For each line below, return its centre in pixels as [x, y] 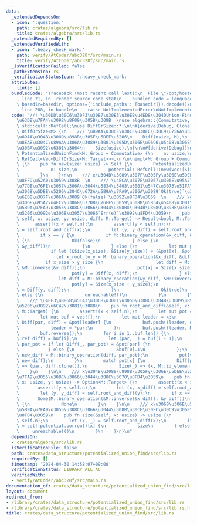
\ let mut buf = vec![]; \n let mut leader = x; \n [97, 317]
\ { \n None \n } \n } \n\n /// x [85, 404]
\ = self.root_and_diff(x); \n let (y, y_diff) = [86, 229]
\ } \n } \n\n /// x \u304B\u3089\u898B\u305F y [84, 371]
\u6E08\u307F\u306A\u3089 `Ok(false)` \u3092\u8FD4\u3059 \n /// [101, 197]
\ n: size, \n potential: [76, 170]
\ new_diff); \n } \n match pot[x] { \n [81, 360]
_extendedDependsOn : [36, 17]
